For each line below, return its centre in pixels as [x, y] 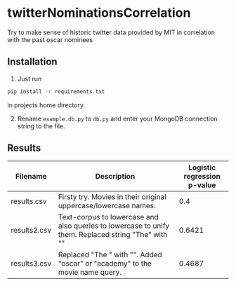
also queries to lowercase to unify [114, 226]
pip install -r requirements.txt [56, 91]
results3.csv [31, 264]
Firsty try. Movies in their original [112, 197]
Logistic [202, 168]
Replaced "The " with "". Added [110, 255]
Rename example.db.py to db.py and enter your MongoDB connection [117, 118]
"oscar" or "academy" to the [105, 264]
